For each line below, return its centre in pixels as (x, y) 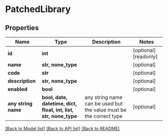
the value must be (105, 110)
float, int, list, (58, 110)
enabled (17, 89)
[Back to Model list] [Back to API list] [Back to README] (62, 128)
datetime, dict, (59, 104)
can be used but (104, 104)
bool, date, (54, 97)
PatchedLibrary (38, 9)
